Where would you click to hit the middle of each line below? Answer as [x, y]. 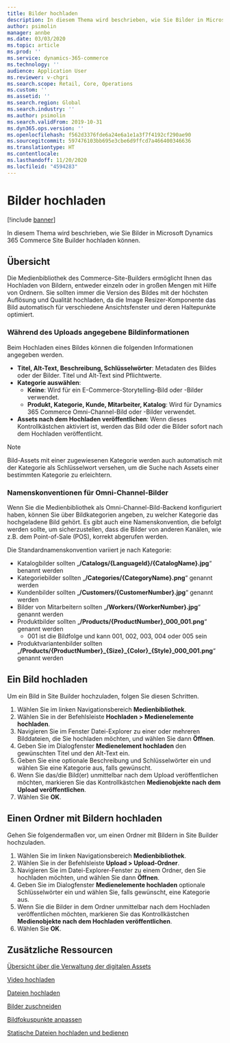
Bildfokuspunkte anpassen [44, 1020]
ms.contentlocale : [33, 154]
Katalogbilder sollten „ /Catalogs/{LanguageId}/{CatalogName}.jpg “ [114, 563]
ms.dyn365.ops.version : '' [46, 128]
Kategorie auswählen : [49, 382]
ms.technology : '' [33, 65]
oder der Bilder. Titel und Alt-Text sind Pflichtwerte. [89, 375]
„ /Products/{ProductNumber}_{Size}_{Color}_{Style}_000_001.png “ [116, 651]
